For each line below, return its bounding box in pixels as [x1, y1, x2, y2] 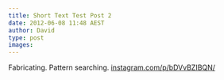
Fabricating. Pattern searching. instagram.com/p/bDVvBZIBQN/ [8, 63, 216, 72]
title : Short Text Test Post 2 [8, 11, 112, 20]
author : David [8, 26, 56, 34]
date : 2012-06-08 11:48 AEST [8, 19, 105, 27]
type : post [8, 33, 44, 42]
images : [8, 41, 34, 49]
